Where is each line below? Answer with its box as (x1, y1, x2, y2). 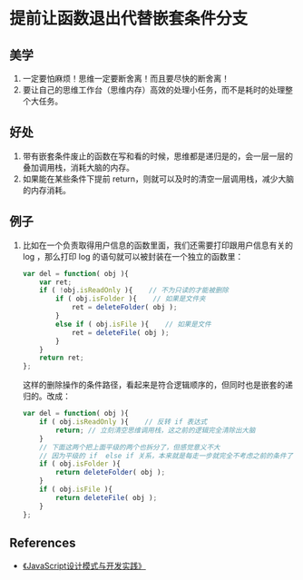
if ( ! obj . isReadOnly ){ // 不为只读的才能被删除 (39, 286, 230, 295)
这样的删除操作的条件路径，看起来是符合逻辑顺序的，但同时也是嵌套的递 (22, 379, 293, 390)
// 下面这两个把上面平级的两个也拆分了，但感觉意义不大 (39, 442, 220, 452)
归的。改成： (22, 391, 71, 402)
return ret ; (39, 353, 84, 363)
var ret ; (39, 278, 73, 287)
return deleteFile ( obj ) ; (55, 493, 158, 502)
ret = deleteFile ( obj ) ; (71, 328, 170, 337)
